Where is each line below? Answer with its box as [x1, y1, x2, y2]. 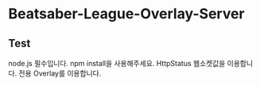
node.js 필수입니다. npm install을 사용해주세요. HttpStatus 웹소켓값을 [8, 59, 226, 68]
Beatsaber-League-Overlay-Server [8, 5, 245, 23]
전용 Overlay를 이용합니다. [18, 68, 102, 78]
